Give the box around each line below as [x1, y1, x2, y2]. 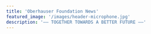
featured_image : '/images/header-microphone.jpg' [6, 14, 131, 20]
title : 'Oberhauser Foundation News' [6, 8, 99, 14]
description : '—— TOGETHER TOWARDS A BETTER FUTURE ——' [6, 19, 146, 25]
